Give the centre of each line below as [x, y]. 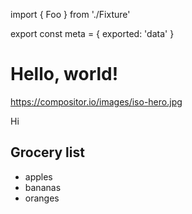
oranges [42, 198]
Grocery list [47, 152]
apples [38, 176]
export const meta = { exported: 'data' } [92, 33]
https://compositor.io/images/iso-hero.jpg [96, 101]
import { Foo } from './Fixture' [70, 14]
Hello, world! [64, 74]
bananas [43, 187]
